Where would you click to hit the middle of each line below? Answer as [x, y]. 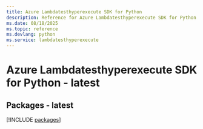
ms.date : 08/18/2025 [32, 23]
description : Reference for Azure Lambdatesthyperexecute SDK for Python [101, 18]
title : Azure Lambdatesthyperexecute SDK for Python [74, 12]
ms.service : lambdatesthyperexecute [52, 40]
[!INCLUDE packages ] [34, 120]
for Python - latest [53, 83]
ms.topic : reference [32, 29]
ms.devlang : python [31, 35]
